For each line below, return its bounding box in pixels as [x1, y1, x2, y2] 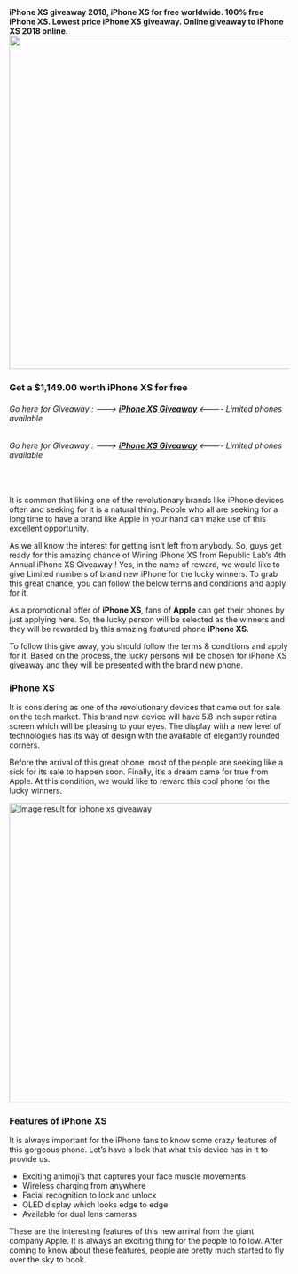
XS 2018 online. [9, 26, 68, 36]
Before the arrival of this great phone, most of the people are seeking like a [9, 757, 284, 768]
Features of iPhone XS [9, 1114, 107, 1126]
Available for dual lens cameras [21, 1209, 137, 1220]
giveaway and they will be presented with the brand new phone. [9, 660, 244, 670]
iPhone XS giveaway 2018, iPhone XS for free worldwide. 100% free [9, 7, 264, 17]
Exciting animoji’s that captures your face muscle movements [21, 1171, 247, 1182]
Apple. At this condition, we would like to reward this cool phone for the [9, 776, 271, 787]
